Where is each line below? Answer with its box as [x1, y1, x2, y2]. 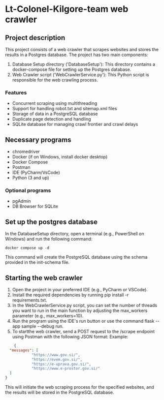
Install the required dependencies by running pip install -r [12, 292, 129, 298]
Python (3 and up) [12, 175, 49, 181]
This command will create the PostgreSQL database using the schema [5, 254, 148, 260]
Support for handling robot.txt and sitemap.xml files [12, 106, 117, 112]
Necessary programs [5, 135, 71, 144]
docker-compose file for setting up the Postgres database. [12, 66, 131, 72]
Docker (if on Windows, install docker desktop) [12, 154, 108, 160]
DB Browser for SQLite [12, 203, 58, 210]
